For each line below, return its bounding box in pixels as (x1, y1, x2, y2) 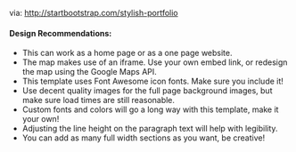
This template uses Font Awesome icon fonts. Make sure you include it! (21, 76, 284, 87)
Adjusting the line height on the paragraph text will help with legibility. (21, 124, 278, 134)
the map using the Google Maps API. (21, 67, 158, 77)
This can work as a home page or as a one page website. (21, 48, 233, 59)
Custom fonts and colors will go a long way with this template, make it (21, 104, 279, 115)
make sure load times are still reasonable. (21, 95, 176, 106)
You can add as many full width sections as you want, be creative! (21, 132, 266, 143)
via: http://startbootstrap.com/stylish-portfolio (9, 8, 178, 18)
